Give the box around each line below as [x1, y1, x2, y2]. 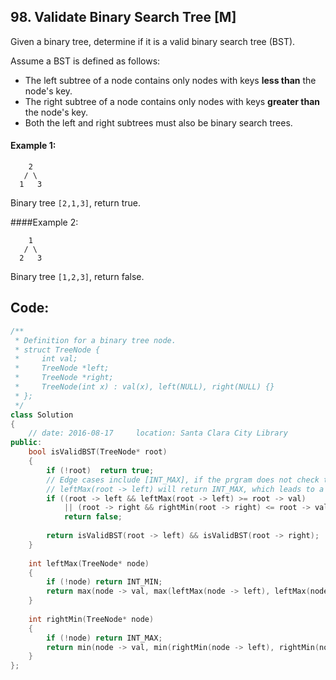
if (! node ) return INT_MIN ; [46, 577, 163, 587]
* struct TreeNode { [14, 345, 101, 355]
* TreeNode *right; [14, 373, 114, 383]
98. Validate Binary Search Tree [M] [10, 9, 237, 26]
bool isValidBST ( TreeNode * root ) [28, 447, 168, 457]
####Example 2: [10, 216, 79, 229]
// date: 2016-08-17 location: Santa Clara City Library [28, 428, 288, 439]
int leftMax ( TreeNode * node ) [28, 558, 150, 569]
